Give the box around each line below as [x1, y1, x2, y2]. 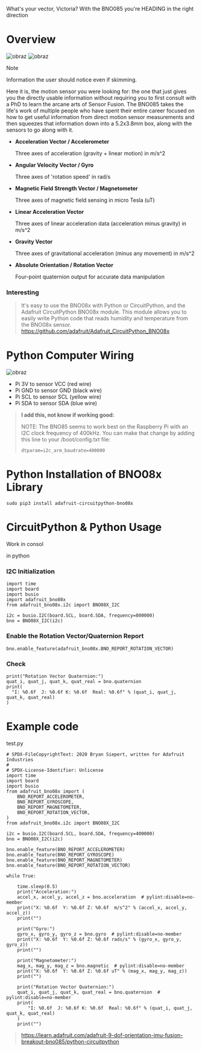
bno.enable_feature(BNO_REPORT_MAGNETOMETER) [6, 857, 122, 863]
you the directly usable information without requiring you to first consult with [6, 94, 197, 101]
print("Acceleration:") [17, 889, 77, 895]
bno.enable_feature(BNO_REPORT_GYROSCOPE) [6, 852, 115, 858]
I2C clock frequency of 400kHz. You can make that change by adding [21, 429, 195, 437]
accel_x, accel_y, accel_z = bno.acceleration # [17, 894, 145, 900]
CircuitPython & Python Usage [6, 521, 162, 534]
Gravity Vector [14, 238, 53, 245]
